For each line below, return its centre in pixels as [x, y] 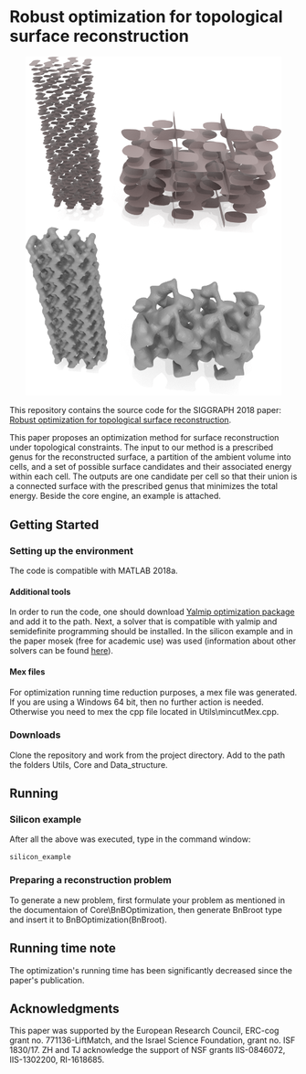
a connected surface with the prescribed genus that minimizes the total [144, 486]
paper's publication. [47, 980]
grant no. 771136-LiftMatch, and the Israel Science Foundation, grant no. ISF [153, 1040]
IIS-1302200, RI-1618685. [57, 1060]
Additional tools [40, 591]
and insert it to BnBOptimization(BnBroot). [88, 920]
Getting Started [54, 524]
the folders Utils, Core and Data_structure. [89, 764]
